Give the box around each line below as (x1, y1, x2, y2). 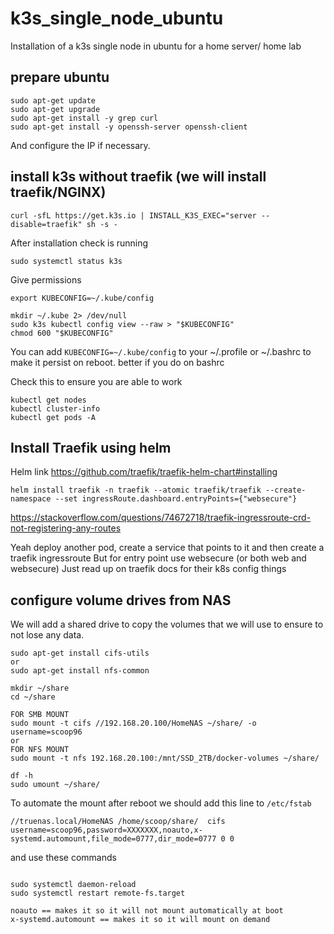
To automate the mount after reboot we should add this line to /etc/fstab (10, 797, 312, 809)
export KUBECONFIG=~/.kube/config (10, 293, 155, 303)
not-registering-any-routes (10, 522, 122, 534)
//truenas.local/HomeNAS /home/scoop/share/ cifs (10, 817, 226, 827)
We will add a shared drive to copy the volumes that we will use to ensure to (10, 618, 324, 631)
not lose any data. (10, 629, 85, 641)
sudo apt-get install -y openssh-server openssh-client (10, 122, 248, 132)
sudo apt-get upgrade (10, 104, 101, 114)
